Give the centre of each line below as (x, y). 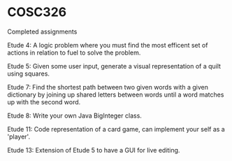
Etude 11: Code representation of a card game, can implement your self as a (116, 129)
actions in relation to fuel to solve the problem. (74, 52)
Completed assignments (42, 31)
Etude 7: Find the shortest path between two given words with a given (108, 87)
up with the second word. (44, 101)
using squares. (29, 73)
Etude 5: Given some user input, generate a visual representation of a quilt (114, 66)
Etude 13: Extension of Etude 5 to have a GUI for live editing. (94, 150)
